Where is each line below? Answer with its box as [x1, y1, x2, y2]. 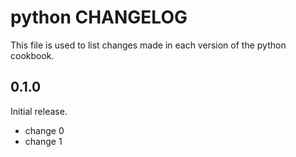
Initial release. [10, 105, 68, 117]
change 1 [24, 135, 63, 147]
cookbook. [10, 49, 55, 61]
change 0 [24, 124, 65, 136]
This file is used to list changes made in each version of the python [10, 39, 287, 51]
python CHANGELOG [10, 6, 188, 29]
